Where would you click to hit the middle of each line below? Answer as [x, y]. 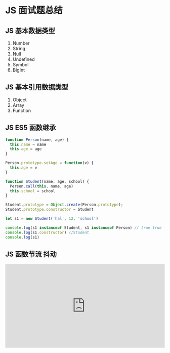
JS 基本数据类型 [30, 31]
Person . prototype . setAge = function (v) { [50, 163]
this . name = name [28, 144]
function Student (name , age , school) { [47, 181]
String [19, 48]
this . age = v [24, 168]
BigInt [19, 70]
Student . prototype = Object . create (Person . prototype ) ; [64, 205]
